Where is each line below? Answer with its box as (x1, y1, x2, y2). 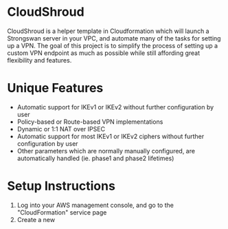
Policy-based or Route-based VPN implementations (16, 118, 163, 126)
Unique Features (7, 80, 104, 96)
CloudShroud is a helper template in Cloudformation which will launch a (7, 27, 209, 35)
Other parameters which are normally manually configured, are (16, 146, 196, 155)
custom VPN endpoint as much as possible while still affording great (7, 49, 201, 57)
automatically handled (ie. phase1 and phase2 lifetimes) (16, 154, 174, 162)
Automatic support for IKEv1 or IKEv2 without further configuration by (16, 102, 214, 111)
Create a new (16, 215, 56, 223)
